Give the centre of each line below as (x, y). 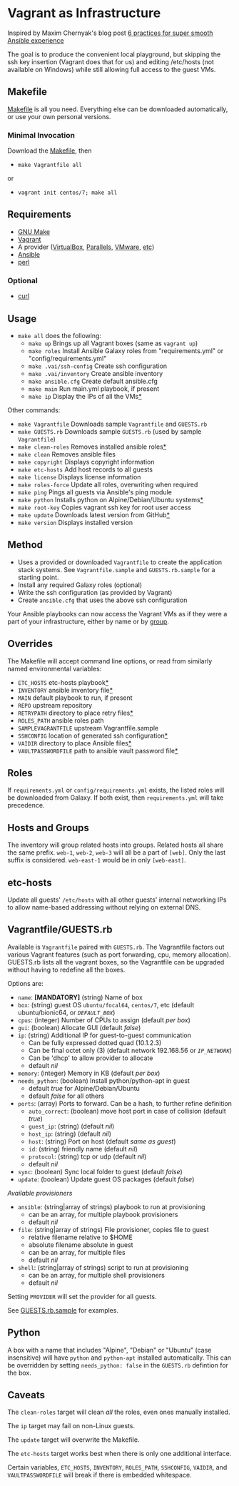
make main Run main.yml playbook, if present (94, 388)
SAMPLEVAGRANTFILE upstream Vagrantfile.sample (88, 728)
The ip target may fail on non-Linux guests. (71, 1426)
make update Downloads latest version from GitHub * (93, 514)
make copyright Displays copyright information (86, 462)
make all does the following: (60, 335)
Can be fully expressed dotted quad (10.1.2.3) (95, 1042)
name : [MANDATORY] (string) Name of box (80, 997)
